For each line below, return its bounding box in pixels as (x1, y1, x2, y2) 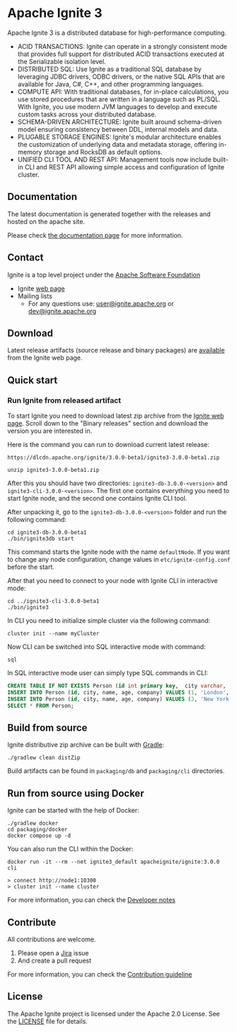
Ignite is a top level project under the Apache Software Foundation (7, 270, 200, 279)
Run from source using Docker (7, 787, 144, 799)
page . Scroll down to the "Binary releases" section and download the (7, 419, 209, 428)
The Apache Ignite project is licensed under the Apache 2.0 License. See (7, 1009, 221, 1018)
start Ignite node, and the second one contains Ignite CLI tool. (7, 494, 187, 503)
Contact (7, 252, 44, 264)
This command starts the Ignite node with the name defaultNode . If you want (7, 548, 230, 556)
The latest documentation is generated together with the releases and (7, 209, 211, 218)
